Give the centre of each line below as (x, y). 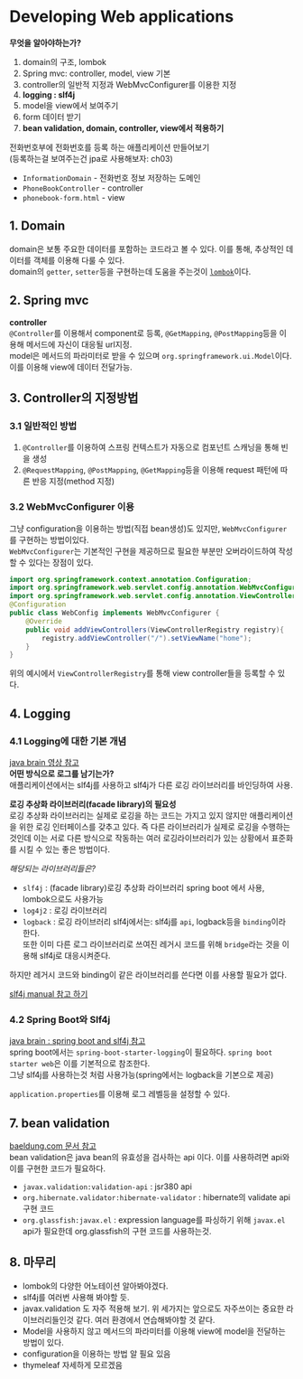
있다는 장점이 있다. (61, 562)
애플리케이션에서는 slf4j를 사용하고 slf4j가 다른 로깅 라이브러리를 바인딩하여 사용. (151, 784)
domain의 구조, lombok (64, 61)
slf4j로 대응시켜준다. (75, 955)
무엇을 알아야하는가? (46, 42)
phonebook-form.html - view (73, 197)
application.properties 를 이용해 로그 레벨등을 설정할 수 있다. (120, 1094)
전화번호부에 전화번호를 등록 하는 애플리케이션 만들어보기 (110, 147)
